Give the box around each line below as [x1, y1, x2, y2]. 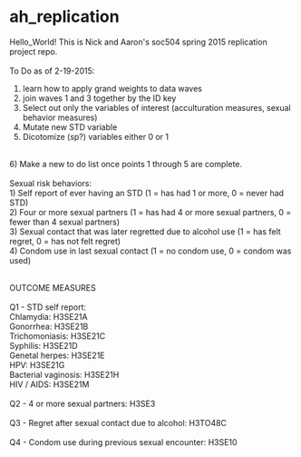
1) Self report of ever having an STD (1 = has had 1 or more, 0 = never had [9, 187, 284, 198]
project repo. [9, 45, 58, 56]
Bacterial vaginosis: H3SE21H [9, 369, 120, 380]
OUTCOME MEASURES [9, 282, 97, 293]
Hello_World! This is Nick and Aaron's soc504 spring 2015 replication [9, 36, 267, 47]
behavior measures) [22, 112, 98, 123]
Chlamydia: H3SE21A [9, 311, 88, 322]
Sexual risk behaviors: [9, 177, 92, 188]
